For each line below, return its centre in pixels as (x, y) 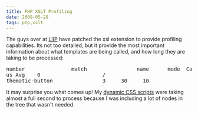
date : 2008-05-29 (27, 17)
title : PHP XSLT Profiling (39, 11)
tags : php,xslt (25, 22)
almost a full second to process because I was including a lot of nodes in (95, 98)
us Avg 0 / (56, 75)
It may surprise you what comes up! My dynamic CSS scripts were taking (95, 92)
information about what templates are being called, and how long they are (96, 52)
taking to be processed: (35, 58)
